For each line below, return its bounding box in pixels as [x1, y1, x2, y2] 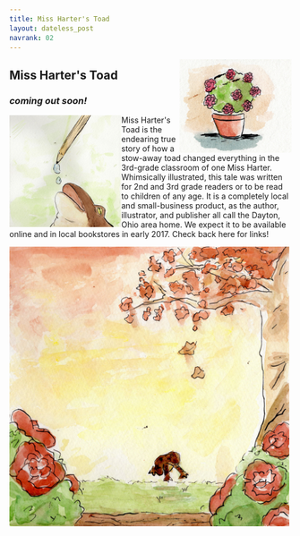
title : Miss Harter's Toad [9, 14, 110, 23]
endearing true [121, 134, 176, 145]
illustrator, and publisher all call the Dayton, [121, 210, 280, 221]
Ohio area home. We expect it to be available [121, 219, 287, 230]
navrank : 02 [9, 33, 54, 42]
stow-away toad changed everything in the [121, 153, 280, 164]
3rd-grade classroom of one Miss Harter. [121, 162, 272, 174]
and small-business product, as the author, [121, 200, 279, 211]
